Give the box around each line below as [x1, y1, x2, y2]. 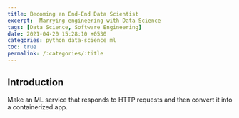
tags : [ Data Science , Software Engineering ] [7, 23, 142, 31]
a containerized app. [7, 102, 68, 111]
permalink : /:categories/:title [7, 50, 103, 58]
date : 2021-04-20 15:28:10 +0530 [7, 30, 107, 38]
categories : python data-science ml [7, 37, 116, 44]
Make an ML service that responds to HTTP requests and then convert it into [7, 95, 233, 104]
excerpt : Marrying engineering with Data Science [7, 17, 161, 24]
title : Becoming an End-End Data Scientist [7, 10, 139, 18]
